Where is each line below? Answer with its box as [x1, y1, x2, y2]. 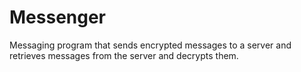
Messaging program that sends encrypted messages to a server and [9, 39, 292, 51]
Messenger [9, 6, 107, 29]
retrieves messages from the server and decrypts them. [9, 49, 239, 61]
